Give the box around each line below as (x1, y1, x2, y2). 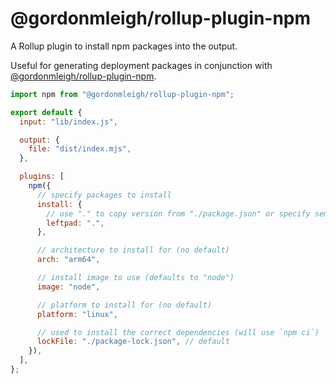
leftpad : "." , (46, 218, 105, 228)
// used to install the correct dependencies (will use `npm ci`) (36, 327, 320, 337)
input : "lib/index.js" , (19, 117, 118, 127)
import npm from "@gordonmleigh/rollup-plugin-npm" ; (10, 89, 235, 99)
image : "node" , (36, 282, 101, 292)
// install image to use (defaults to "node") (36, 273, 235, 283)
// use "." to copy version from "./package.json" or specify (46, 208, 311, 219)
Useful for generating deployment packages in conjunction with (10, 59, 273, 71)
